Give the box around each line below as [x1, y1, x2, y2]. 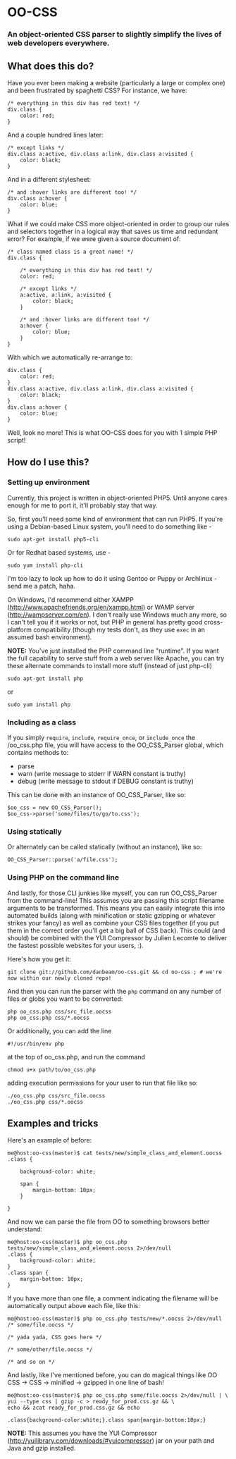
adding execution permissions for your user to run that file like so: [7, 1078, 199, 1087]
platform [7, 625, 32, 634]
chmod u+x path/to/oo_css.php [7, 1066, 97, 1073]
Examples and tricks [7, 1117, 99, 1129]
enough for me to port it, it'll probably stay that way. [7, 501, 158, 510]
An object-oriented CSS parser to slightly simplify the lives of [7, 30, 222, 39]
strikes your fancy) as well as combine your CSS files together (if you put [7, 918, 220, 927]
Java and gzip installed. [7, 1444, 76, 1453]
